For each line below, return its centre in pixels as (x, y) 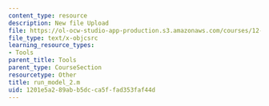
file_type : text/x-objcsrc (53, 38)
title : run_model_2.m (44, 82)
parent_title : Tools (43, 61)
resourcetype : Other (43, 75)
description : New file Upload (59, 23)
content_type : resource (48, 16)
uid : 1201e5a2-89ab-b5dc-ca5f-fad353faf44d (82, 90)
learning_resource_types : (51, 45)
